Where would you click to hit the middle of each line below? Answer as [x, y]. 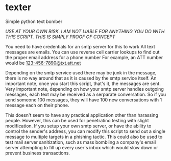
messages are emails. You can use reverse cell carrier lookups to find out [82, 52]
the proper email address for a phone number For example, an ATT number [84, 57]
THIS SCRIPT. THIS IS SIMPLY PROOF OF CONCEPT [60, 37]
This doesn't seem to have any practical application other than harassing [82, 115]
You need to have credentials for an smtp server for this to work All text [80, 46]
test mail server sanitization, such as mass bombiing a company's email [81, 142]
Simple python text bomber [34, 21]
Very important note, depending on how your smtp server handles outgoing [85, 89]
